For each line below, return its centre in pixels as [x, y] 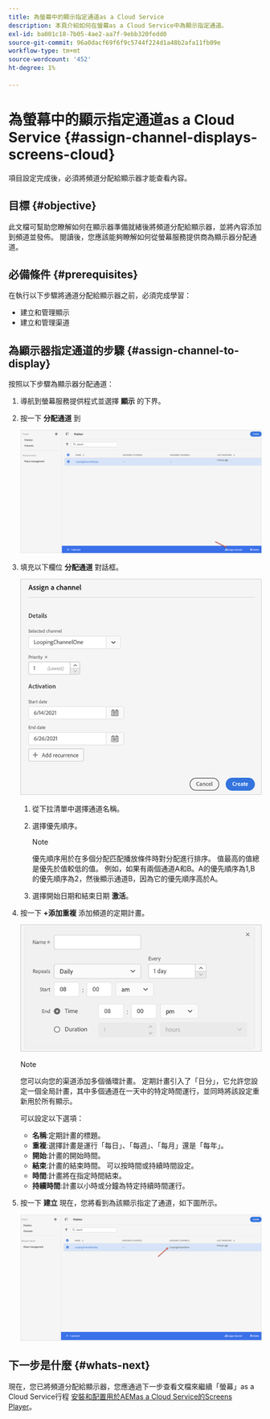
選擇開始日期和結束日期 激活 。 [82, 896]
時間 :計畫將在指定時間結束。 [79, 1176]
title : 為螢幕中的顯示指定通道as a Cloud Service [86, 17]
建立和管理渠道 [45, 323]
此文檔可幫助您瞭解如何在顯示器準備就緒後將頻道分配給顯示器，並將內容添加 [135, 226]
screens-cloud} [62, 154]
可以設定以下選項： [52, 1119]
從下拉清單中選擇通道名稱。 [78, 809]
